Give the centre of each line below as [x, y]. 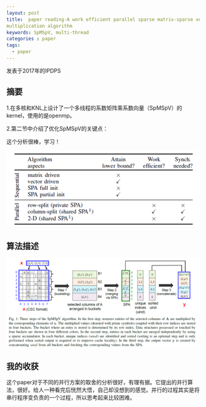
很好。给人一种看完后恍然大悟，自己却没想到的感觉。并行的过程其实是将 [108, 390]
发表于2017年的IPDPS [34, 70]
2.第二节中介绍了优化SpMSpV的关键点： [57, 128]
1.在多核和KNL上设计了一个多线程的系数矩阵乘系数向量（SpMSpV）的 [94, 108]
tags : [13, 45]
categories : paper [31, 39]
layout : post [23, 13]
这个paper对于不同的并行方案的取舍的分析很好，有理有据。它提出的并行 [97, 382]
